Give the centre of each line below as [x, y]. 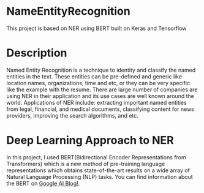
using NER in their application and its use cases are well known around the [100, 96]
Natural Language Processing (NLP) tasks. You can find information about [100, 176]
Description [37, 53]
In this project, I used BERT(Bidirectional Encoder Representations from [96, 157]
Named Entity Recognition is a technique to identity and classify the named [101, 70]
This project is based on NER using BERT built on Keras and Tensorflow [96, 28]
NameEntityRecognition [68, 11]
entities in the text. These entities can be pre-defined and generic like [94, 76]
